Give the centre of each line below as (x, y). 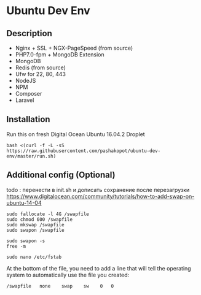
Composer (29, 94)
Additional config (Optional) (61, 175)
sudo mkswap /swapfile (35, 224)
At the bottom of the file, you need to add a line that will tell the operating (99, 268)
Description (29, 33)
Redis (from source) (41, 67)
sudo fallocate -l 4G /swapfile (48, 214)
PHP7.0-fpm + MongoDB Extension (60, 55)
